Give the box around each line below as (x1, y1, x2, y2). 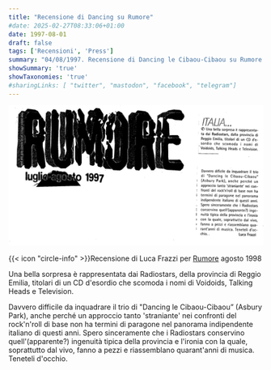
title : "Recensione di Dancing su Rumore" (8, 13, 154, 21)
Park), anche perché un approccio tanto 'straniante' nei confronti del (8, 311, 237, 321)
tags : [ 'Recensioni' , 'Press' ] (8, 47, 114, 56)
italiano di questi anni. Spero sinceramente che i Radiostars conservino (8, 328, 245, 338)
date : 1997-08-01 (8, 30, 67, 38)
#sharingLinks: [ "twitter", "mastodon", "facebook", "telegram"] (8, 81, 237, 89)
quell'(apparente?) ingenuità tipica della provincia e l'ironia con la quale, (8, 337, 248, 347)
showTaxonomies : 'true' (8, 73, 89, 81)
